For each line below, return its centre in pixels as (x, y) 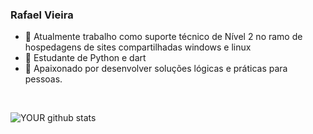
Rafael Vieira (42, 15)
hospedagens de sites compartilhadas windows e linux (138, 47)
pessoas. (43, 79)
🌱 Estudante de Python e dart (85, 58)
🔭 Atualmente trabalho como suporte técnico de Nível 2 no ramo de (163, 37)
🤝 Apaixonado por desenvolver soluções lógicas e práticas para (156, 69)
